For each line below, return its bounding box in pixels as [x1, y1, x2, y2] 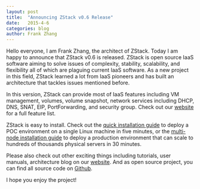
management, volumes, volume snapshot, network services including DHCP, [6, 97, 195, 105]
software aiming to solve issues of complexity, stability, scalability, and [6, 60, 180, 68]
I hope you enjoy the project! [6, 176, 77, 184]
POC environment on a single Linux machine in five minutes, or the [6, 128, 170, 135]
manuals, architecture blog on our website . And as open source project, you [6, 158, 193, 166]
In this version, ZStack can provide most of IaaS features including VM [6, 91, 179, 98]
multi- [171, 128, 186, 135]
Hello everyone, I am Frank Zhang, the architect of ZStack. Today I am [6, 47, 178, 54]
